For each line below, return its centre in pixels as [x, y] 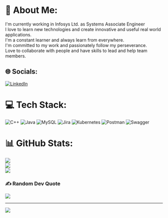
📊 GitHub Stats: [39, 143]
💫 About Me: [31, 10]
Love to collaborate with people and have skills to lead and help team [76, 50]
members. [16, 56]
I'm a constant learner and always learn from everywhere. [65, 40]
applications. [18, 34]
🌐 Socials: [21, 72]
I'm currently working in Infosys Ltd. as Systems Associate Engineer [75, 24]
